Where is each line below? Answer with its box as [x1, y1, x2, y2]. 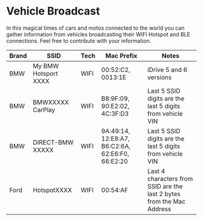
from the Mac [147, 197, 186, 205]
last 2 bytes [147, 190, 181, 198]
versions [147, 73, 172, 81]
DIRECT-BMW [33, 138, 74, 147]
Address [147, 205, 172, 213]
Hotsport [33, 69, 59, 78]
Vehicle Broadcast [6, 4, 100, 18]
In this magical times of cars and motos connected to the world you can [6, 24, 185, 31]
